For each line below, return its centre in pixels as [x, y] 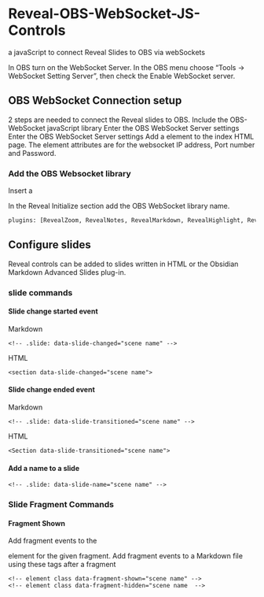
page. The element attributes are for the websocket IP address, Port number [132, 145]
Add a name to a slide [44, 468]
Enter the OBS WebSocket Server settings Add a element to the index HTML [131, 136]
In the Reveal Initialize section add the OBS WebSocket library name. [119, 206]
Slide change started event [53, 311]
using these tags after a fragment [62, 565]
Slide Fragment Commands [61, 505]
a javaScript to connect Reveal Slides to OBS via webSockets [107, 52]
